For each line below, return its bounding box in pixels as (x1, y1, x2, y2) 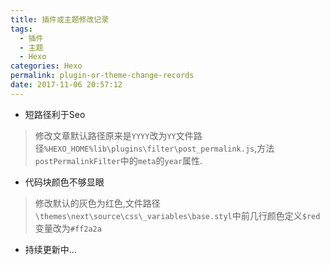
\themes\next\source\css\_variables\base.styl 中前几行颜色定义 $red (34, 209, 321, 221)
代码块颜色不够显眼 (24, 176, 105, 188)
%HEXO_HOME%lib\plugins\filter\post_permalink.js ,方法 (43, 142, 275, 154)
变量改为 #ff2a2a (34, 222, 102, 234)
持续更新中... (24, 243, 77, 255)
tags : (10, 24, 33, 34)
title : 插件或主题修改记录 (10, 14, 110, 25)
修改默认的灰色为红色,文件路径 (34, 197, 161, 209)
